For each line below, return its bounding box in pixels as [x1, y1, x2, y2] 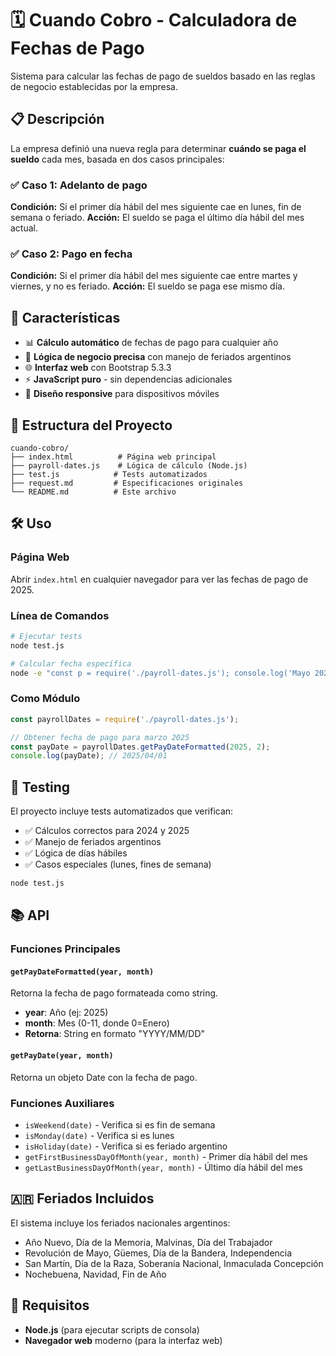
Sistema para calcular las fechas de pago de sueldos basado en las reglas [10, 70, 316, 82]
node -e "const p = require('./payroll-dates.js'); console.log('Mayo [10, 668, 311, 678]
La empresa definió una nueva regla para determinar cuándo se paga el [10, 142, 307, 154]
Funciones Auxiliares [10, 1096, 115, 1110]
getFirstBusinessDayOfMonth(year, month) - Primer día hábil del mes [24, 1150, 308, 1162]
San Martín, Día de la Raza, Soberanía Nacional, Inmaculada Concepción [24, 1257, 324, 1269]
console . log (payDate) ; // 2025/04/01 [10, 751, 168, 761]
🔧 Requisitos [10, 1297, 90, 1314]
